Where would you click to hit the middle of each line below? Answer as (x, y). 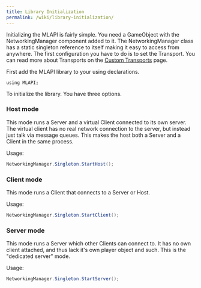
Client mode (24, 179)
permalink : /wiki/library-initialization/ (60, 17)
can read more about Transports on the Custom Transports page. (87, 60)
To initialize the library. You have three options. (64, 94)
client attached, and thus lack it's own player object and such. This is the (96, 250)
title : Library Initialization (45, 12)
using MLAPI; (22, 82)
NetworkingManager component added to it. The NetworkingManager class (100, 41)
